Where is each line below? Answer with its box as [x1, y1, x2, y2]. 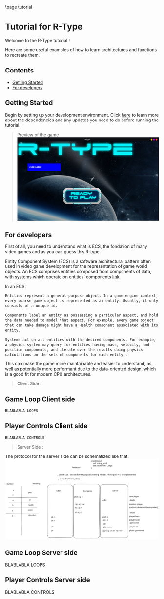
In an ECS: [5, 284, 26, 289]
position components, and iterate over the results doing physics [5, 347, 143, 352]
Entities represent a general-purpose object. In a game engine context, [5, 293, 159, 298]
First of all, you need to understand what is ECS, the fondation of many [5, 243, 147, 249]
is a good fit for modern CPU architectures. [5, 371, 92, 377]
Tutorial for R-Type [5, 22, 83, 32]
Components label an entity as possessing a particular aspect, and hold [5, 313, 159, 318]
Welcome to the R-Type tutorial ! [5, 37, 70, 43]
